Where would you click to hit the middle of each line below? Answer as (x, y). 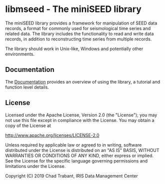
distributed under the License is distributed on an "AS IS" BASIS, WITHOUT (82, 150)
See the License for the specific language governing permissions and (77, 160)
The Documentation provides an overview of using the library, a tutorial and (83, 81)
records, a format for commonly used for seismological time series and (78, 28)
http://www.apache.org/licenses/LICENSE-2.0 (52, 135)
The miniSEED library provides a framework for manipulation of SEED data (81, 23)
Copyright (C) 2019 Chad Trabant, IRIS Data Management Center (72, 175)
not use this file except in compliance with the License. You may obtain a (80, 120)
